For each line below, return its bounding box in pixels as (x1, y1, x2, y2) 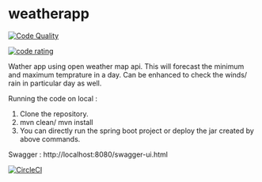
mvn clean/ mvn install (19, 117, 93, 127)
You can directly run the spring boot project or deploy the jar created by (19, 126, 255, 135)
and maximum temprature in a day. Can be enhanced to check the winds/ (8, 70, 248, 79)
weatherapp (8, 5, 89, 23)
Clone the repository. (19, 108, 89, 119)
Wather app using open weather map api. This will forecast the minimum (8, 61, 245, 71)
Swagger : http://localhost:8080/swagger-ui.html (8, 150, 169, 159)
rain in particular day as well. (8, 78, 102, 88)
